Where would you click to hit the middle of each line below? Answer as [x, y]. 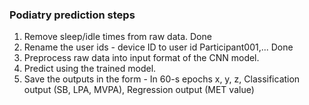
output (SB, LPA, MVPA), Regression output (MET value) [139, 90]
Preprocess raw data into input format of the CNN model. [141, 58]
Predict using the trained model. [90, 69]
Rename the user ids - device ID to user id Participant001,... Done [158, 47]
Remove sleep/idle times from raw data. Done [117, 37]
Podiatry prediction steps [72, 15]
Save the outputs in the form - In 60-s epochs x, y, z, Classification [162, 79]
